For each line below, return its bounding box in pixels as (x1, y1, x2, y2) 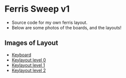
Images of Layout (4, 39, 58, 47)
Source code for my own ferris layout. (11, 19, 88, 25)
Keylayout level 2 (11, 67, 46, 73)
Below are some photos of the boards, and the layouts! (11, 24, 122, 30)
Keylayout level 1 (11, 62, 45, 68)
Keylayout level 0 (11, 57, 46, 63)
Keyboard (11, 52, 32, 58)
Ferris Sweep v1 (4, 3, 70, 15)
